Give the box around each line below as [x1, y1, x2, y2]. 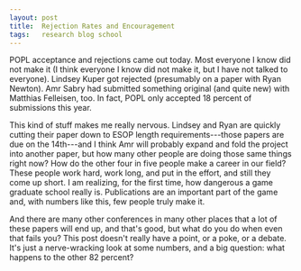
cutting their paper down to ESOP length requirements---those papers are [9, 130, 285, 140]
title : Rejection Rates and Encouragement [9, 22, 176, 31]
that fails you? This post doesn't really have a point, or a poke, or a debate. [9, 233, 287, 244]
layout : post [9, 13, 59, 23]
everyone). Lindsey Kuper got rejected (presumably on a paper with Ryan [9, 74, 282, 85]
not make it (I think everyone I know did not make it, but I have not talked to [9, 64, 288, 75]
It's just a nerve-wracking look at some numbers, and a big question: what [9, 242, 286, 253]
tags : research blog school [9, 30, 123, 39]
